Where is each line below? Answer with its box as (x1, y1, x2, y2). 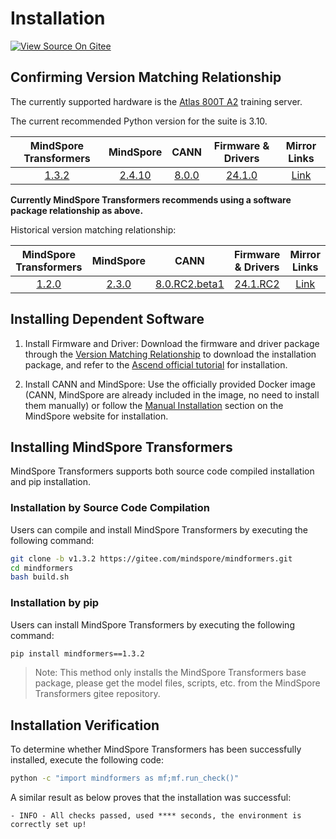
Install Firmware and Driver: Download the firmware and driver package (24, 337, 320, 349)
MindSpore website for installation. (24, 410, 169, 422)
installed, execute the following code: (10, 754, 165, 766)
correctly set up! (10, 820, 87, 830)
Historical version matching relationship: (10, 223, 177, 236)
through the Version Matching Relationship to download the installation (24, 348, 317, 360)
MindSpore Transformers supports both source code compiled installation (10, 465, 315, 477)
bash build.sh (10, 572, 70, 582)
